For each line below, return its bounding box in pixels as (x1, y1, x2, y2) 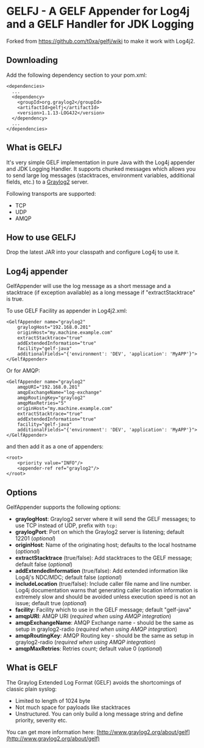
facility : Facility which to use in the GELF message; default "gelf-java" (15, 606, 192, 613)
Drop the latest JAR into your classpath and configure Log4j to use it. (6, 248, 180, 256)
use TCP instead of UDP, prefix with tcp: (15, 522, 118, 529)
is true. (6, 295, 24, 303)
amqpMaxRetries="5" (17, 400, 67, 406)
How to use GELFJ (6, 232, 76, 242)
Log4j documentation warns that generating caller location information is (15, 587, 199, 594)
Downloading (6, 55, 58, 65)
